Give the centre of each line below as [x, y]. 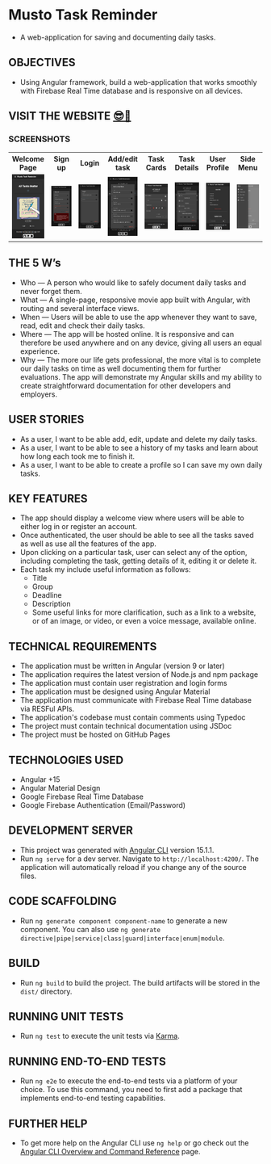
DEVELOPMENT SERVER [71, 831]
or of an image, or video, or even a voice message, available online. [144, 621]
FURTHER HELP [48, 1123]
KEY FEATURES [48, 499]
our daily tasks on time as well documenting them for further [121, 368]
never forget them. [51, 291]
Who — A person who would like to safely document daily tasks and [133, 282]
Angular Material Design [60, 788]
